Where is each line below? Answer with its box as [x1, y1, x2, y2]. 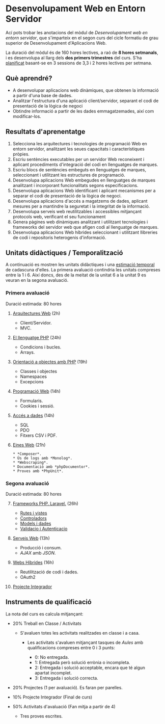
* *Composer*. [12, 451, 42, 456]
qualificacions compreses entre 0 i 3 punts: [27, 644, 115, 650]
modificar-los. [12, 113, 41, 119]
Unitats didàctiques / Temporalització [5, 248, 123, 257]
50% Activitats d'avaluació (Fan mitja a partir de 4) [12, 703, 116, 709]
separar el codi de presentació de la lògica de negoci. [12, 192, 122, 199]
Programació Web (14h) [12, 388, 61, 394]
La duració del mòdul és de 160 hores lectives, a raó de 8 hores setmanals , [5, 50, 159, 55]
